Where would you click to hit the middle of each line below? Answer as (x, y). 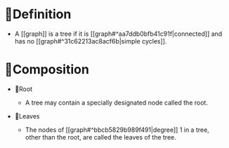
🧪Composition (47, 70)
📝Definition (38, 14)
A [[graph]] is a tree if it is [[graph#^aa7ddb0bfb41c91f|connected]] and (118, 34)
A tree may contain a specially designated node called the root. (116, 102)
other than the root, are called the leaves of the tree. (100, 137)
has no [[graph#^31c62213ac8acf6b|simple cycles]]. (91, 41)
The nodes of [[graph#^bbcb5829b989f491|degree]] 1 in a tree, (117, 130)
